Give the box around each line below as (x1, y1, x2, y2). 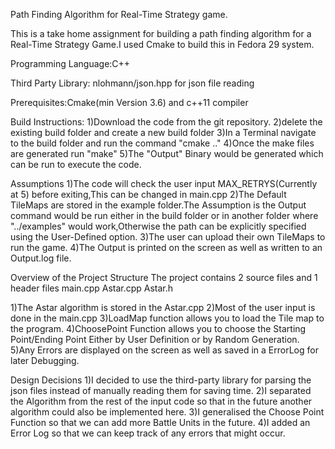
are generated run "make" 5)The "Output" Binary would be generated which (10, 148, 324, 159)
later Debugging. (10, 355, 80, 366)
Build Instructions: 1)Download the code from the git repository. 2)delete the (10, 116, 323, 128)
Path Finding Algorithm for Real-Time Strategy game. (10, 9, 228, 20)
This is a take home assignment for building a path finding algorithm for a (10, 28, 312, 39)
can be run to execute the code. (10, 159, 142, 170)
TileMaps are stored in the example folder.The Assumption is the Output (10, 199, 307, 211)
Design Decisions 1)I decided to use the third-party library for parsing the (10, 374, 312, 386)
